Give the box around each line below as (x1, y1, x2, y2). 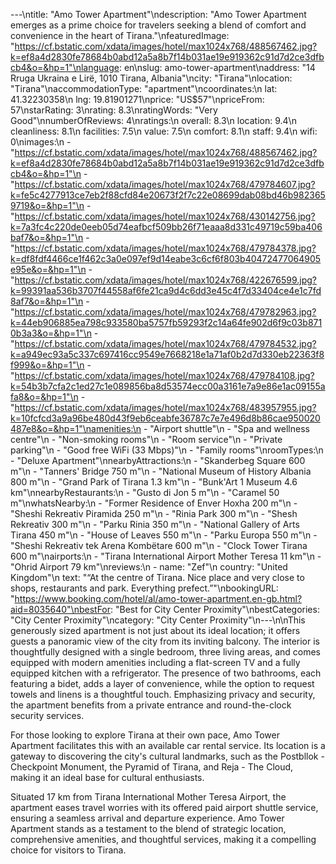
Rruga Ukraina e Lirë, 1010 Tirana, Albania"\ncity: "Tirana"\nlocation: (10, 72, 293, 84)
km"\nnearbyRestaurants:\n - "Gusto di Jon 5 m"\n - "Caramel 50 (10, 487, 280, 498)
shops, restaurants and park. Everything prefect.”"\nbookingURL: (10, 582, 279, 594)
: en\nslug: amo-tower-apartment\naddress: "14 (118, 62, 316, 73)
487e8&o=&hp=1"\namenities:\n (10, 423, 142, 434)
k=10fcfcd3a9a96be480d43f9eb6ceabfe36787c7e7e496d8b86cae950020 (10, 412, 321, 424)
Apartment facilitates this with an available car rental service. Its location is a (10, 740, 326, 751)
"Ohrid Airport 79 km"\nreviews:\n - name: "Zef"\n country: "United (10, 561, 288, 573)
